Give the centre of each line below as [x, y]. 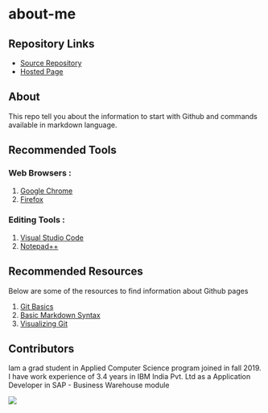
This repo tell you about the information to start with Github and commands [133, 116]
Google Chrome [46, 191]
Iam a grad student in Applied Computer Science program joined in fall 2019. [135, 368]
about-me [42, 14]
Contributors [41, 349]
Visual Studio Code [52, 237]
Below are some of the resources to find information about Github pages [128, 291]
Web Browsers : [40, 173]
